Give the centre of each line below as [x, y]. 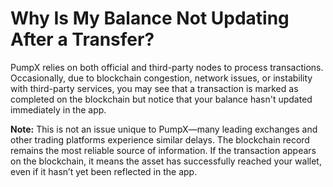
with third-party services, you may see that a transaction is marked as [154, 88]
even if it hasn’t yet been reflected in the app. [104, 171]
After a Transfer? [82, 39]
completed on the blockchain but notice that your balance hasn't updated [161, 99]
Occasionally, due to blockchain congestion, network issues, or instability [161, 78]
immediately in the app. [58, 109]
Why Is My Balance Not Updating [150, 18]
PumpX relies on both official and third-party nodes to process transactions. [167, 67]
